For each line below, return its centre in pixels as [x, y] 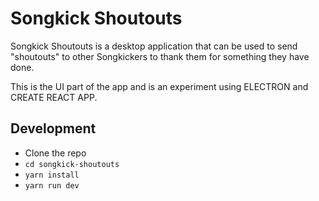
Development [53, 128]
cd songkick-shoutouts [72, 164]
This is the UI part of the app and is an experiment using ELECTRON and [159, 86]
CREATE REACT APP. [54, 97]
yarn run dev [52, 185]
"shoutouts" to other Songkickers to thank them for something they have [160, 56]
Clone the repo [55, 153]
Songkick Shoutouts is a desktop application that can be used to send [154, 46]
